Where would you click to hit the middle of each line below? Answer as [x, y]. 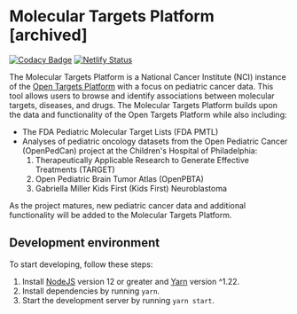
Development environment [85, 243]
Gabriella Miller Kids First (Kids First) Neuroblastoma [131, 188]
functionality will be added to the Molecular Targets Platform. [121, 215]
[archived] [48, 35]
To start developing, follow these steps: [81, 264]
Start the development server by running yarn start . [118, 300]
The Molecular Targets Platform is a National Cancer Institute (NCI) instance [148, 76]
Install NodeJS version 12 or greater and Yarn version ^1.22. [131, 281]
